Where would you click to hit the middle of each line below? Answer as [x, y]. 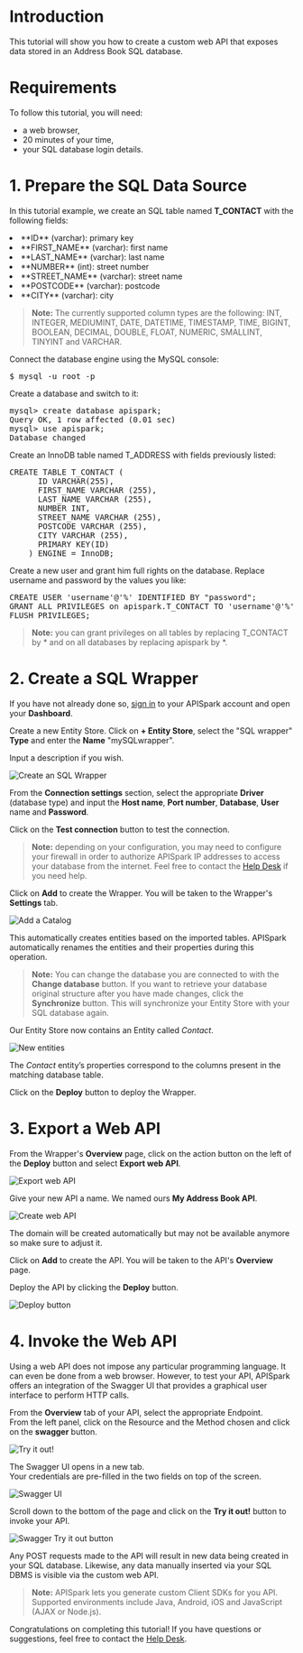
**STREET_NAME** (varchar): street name [102, 276]
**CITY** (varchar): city [68, 295]
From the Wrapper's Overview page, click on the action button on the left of [151, 1153]
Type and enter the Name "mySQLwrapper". [92, 740]
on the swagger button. [53, 1431]
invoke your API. [40, 1520]
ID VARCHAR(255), [76, 481]
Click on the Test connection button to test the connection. [119, 829]
